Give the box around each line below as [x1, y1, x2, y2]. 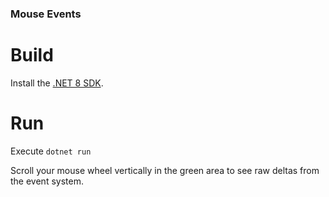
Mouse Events [10, 7, 82, 21]
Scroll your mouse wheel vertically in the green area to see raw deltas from [10, 164, 320, 176]
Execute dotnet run [10, 145, 92, 157]
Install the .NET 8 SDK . [10, 77, 104, 89]
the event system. [10, 175, 84, 187]
